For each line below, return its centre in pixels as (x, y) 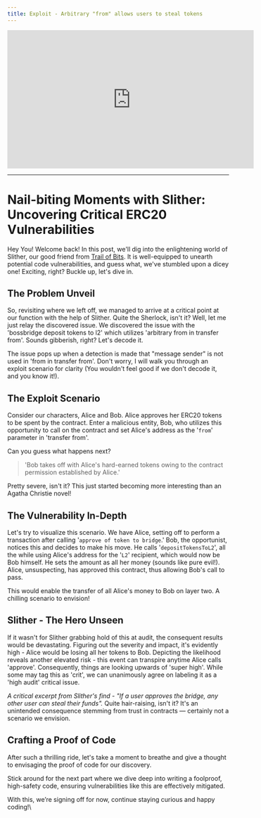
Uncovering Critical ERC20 (87, 214)
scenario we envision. (39, 718)
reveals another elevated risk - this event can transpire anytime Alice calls (114, 660)
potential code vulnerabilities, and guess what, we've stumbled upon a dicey (118, 264)
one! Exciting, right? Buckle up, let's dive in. (70, 271)
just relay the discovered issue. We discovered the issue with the (101, 325)
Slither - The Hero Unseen (65, 620)
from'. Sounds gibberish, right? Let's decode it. (75, 340)
